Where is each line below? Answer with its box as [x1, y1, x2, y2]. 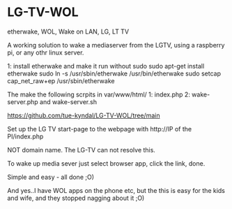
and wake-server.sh [39, 97, 98, 106]
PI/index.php [7, 132, 44, 140]
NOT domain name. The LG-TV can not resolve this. [7, 145, 155, 154]
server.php [7, 97, 38, 106]
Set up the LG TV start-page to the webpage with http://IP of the [7, 124, 192, 133]
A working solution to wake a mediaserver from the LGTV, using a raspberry [7, 41, 225, 49]
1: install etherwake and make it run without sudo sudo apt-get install [7, 62, 205, 70]
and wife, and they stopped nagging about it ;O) [7, 194, 145, 202]
